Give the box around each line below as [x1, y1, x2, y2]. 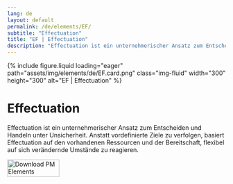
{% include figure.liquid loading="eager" [7, 62, 123, 69]
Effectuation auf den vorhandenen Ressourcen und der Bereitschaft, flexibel [7, 138, 225, 147]
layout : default [7, 17, 54, 24]
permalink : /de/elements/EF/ [7, 23, 92, 30]
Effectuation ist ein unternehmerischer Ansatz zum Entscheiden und [7, 123, 202, 132]
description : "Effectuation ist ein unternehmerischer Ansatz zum [7, 42, 203, 49]
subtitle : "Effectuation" [7, 29, 82, 37]
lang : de [7, 10, 33, 17]
